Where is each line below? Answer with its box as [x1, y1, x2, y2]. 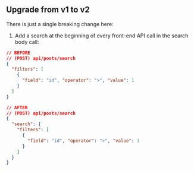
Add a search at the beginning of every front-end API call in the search [14, 32, 189, 39]
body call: [14, 38, 40, 45]
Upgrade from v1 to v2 [6, 5, 90, 15]
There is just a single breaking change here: [6, 20, 114, 27]
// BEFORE [6, 50, 31, 56]
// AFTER [6, 104, 28, 110]
